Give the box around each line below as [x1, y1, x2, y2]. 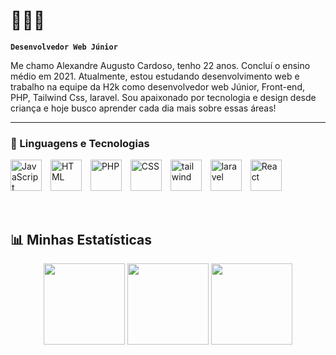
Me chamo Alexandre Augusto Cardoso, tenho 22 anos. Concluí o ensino [10, 59, 311, 71]
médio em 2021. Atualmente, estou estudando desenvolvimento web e [10, 70, 300, 82]
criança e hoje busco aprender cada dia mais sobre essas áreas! [10, 102, 277, 114]
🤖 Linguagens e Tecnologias [10, 136, 150, 150]
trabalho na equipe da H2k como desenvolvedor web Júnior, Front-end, [10, 80, 305, 93]
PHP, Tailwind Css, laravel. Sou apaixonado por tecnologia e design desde [10, 91, 317, 103]
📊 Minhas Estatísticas [10, 231, 152, 248]
